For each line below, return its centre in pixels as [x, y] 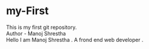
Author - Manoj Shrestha [36, 33]
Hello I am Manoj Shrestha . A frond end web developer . [75, 40]
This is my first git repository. [42, 27]
